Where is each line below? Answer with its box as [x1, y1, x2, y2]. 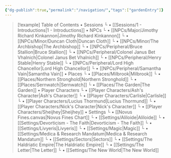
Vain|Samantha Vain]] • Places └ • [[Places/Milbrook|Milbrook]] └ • [17, 70, 161, 77]
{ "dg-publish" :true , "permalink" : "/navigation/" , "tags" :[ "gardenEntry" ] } [5, 7, 164, 13]
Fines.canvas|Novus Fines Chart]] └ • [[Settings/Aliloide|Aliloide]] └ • [17, 114, 165, 121]
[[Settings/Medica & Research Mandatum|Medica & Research [17, 130, 147, 136]
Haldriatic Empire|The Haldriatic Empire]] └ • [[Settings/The [17, 142, 144, 148]
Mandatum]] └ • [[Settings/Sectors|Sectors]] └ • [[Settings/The [17, 136, 153, 142]
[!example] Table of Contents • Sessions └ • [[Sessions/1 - [17, 22, 142, 28]
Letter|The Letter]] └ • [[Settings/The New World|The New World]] [17, 147, 159, 153]
